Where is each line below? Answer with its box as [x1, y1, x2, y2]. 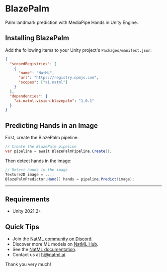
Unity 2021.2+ [12, 208, 41, 214]
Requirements [5, 195, 50, 203]
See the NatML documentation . [12, 247, 77, 253]
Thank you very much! [5, 262, 51, 268]
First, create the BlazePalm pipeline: [5, 135, 79, 141]
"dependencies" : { [9, 93, 48, 98]
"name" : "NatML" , [18, 71, 55, 76]
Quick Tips [5, 222, 40, 231]
